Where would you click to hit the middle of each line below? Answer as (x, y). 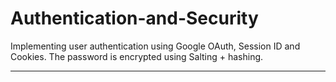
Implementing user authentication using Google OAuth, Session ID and (155, 46)
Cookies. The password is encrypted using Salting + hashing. (137, 56)
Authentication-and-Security (134, 18)
